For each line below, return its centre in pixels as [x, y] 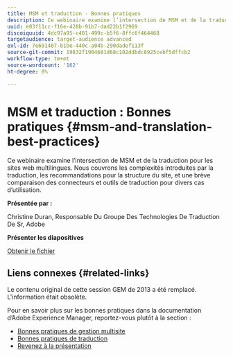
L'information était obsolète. [47, 297]
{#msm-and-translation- [139, 127]
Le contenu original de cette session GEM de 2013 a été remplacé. [102, 290]
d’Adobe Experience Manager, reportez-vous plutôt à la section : [100, 318]
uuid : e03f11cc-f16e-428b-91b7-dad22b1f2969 [72, 26]
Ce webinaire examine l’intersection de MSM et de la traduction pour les [110, 161]
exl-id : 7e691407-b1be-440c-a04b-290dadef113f [76, 46]
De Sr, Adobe [26, 224]
